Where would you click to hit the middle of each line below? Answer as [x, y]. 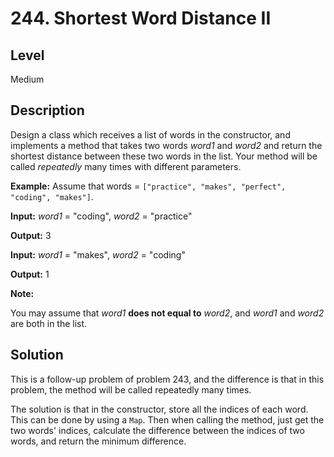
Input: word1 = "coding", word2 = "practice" [101, 216]
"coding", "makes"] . [52, 196]
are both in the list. [49, 323]
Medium [27, 79]
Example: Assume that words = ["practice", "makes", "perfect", [148, 186]
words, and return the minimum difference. [98, 441]
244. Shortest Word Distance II [141, 18]
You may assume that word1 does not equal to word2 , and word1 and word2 [167, 313]
